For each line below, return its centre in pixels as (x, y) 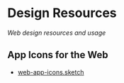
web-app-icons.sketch (51, 72)
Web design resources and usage (57, 33)
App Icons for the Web (58, 55)
